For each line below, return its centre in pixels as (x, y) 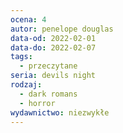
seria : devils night (53, 76)
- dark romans (48, 94)
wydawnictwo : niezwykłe (60, 112)
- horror (37, 103)
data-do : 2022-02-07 (53, 47)
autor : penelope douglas (62, 29)
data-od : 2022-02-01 (53, 38)
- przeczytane (48, 66)
